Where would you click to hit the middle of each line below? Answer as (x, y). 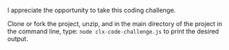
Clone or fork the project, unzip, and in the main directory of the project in (115, 24)
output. (18, 39)
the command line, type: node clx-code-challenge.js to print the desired (113, 31)
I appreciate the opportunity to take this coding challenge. (92, 10)
